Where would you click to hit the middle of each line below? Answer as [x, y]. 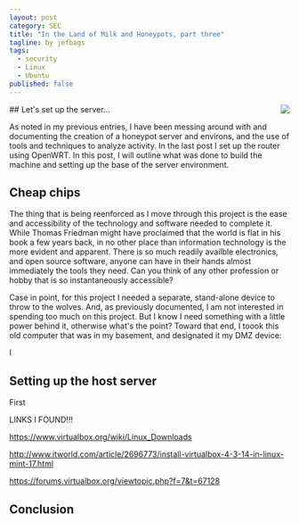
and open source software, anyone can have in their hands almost [130, 261]
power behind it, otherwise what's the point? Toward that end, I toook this [144, 326]
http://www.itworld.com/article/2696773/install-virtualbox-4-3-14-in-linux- [147, 454]
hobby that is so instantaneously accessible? [91, 280]
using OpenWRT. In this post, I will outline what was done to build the [136, 155]
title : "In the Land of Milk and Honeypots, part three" [117, 34]
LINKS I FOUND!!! [41, 419]
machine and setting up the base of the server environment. [119, 164]
